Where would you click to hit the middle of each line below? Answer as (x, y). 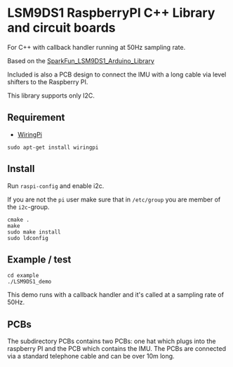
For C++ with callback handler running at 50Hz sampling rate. (96, 47)
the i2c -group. (28, 207)
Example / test (39, 259)
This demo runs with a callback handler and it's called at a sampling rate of (116, 295)
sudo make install (34, 232)
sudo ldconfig (28, 238)
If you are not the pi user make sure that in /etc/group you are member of (114, 199)
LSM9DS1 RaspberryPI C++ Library (111, 13)
